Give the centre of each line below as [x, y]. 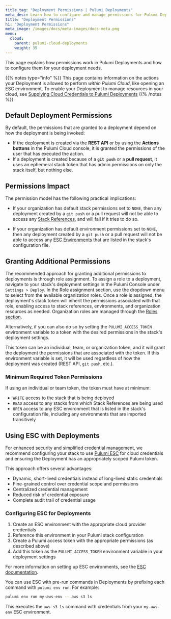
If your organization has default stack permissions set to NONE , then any [87, 208]
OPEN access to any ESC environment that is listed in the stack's [79, 409]
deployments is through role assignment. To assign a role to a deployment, [83, 279]
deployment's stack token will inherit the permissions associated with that [83, 301]
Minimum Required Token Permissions [54, 377]
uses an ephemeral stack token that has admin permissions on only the [87, 165]
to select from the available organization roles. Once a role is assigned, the [83, 295]
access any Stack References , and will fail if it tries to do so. [76, 219]
